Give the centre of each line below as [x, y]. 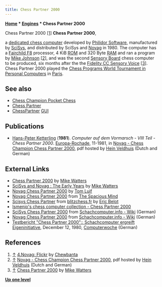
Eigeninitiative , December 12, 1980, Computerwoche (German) [75, 227]
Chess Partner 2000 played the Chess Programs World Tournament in [75, 68]
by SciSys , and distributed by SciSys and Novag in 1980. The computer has [81, 47]
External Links [27, 169]
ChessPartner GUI [30, 111]
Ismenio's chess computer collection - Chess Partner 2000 [71, 207]
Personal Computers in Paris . [34, 73]
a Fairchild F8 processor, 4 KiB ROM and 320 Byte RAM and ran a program [80, 53]
